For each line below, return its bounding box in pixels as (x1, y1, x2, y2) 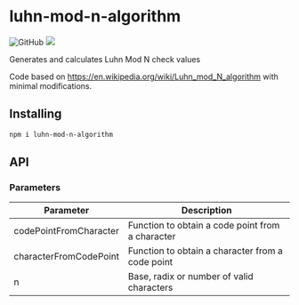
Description (181, 205, 232, 217)
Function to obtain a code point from (127, 220, 280, 232)
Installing (9, 107, 62, 122)
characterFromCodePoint (13, 251, 120, 263)
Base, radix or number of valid (127, 270, 254, 283)
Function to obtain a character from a (127, 245, 283, 257)
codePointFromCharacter (13, 225, 120, 237)
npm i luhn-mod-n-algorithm (9, 130, 114, 139)
